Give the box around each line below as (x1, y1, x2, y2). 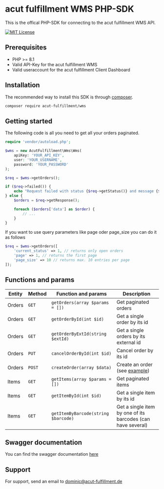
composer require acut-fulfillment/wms (5, 103, 86, 108)
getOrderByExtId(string (51, 331, 106, 337)
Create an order (116, 361, 153, 368)
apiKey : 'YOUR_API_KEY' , (14, 153, 64, 158)
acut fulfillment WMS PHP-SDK (5, 3, 134, 15)
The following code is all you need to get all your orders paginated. (5, 130, 140, 136)
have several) (116, 421, 148, 428)
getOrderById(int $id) (51, 316, 104, 322)
